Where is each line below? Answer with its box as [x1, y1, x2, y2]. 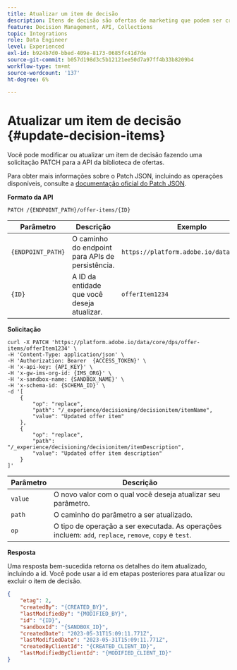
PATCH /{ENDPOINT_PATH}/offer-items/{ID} [7, 207, 131, 214]
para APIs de [71, 252, 115, 262]
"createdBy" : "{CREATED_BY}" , [20, 604, 109, 611]
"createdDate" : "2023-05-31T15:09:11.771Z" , [20, 630, 153, 637]
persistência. [71, 260, 115, 270]
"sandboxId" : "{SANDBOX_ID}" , [20, 623, 109, 631]
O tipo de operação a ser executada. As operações [53, 521, 222, 531]
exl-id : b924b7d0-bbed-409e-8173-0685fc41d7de [7, 50, 147, 57]
